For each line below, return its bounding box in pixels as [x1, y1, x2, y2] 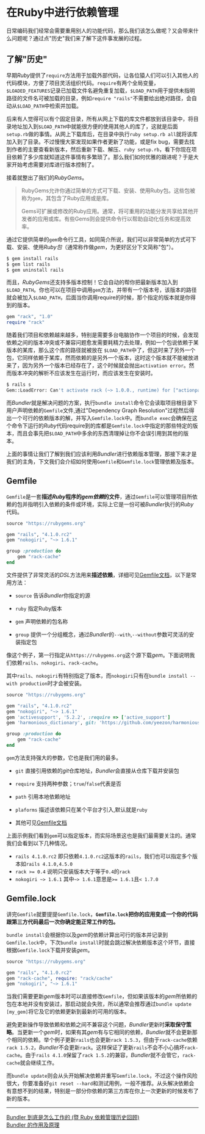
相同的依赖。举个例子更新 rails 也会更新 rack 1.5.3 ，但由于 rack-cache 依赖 [11, 1036, 198, 1044]
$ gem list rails [6, 261, 51, 267]
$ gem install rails [6, 255, 59, 261]
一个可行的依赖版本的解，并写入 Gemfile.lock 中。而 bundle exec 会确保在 [11, 414, 192, 421]
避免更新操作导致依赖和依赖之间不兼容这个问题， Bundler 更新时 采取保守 [6, 1021, 187, 1028]
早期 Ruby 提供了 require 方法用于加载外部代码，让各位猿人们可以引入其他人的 [6, 71, 199, 79]
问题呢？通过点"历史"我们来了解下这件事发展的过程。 [11, 34, 145, 42]
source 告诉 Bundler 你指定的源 [15, 592, 90, 599]
